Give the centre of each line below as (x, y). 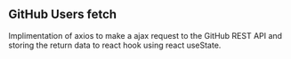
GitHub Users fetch (63, 15)
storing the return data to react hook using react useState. (115, 45)
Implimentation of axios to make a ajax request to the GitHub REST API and (145, 35)
